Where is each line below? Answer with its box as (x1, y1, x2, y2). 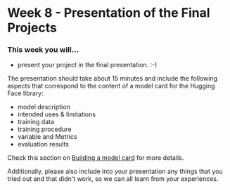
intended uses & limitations (17, 110, 96, 118)
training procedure (17, 125, 72, 134)
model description (17, 103, 70, 111)
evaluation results (17, 140, 69, 149)
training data (17, 118, 55, 126)
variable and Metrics (17, 133, 77, 141)
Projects (7, 20, 58, 36)
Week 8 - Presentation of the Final (7, 5, 210, 21)
